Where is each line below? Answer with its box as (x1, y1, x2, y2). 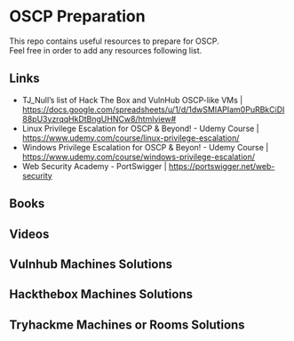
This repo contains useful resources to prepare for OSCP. (9, 36, 219, 46)
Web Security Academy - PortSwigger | (21, 160, 167, 171)
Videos (9, 226, 50, 241)
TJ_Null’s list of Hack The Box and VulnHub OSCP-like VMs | (21, 94, 243, 105)
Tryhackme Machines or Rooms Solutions (9, 317, 246, 332)
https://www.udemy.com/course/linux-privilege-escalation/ (21, 132, 240, 143)
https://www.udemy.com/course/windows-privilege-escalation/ (21, 151, 256, 162)
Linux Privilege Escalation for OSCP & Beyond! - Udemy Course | (21, 123, 259, 134)
